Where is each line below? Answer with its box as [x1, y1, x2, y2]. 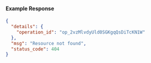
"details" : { [11, 24, 44, 30]
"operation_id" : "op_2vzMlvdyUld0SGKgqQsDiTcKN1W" [16, 29, 146, 35]
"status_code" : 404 [11, 46, 60, 52]
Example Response [5, 5, 55, 12]
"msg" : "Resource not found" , [11, 40, 86, 46]
